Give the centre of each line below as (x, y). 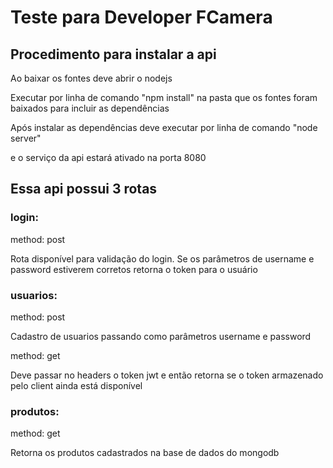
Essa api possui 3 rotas (84, 189)
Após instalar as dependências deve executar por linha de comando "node (164, 127)
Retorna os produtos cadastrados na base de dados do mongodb (145, 453)
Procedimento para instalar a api (113, 54)
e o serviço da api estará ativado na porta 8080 (108, 157)
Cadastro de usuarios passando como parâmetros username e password (161, 336)
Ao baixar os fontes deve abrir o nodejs (91, 78)
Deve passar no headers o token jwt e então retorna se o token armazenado (167, 375)
